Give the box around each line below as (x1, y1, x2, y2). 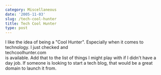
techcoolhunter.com (5, 50, 46, 56)
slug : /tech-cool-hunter (5, 16, 57, 21)
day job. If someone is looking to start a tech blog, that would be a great (5, 60, 153, 66)
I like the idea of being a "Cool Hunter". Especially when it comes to (5, 39, 144, 45)
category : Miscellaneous (5, 7, 57, 12)
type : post (5, 26, 28, 31)
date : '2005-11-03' (5, 12, 46, 17)
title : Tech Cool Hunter (5, 21, 57, 26)
